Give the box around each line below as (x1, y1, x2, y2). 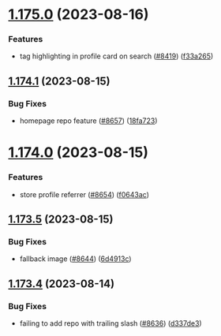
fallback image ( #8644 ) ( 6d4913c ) (19, 254, 132, 263)
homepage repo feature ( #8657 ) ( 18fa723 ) (19, 116, 158, 125)
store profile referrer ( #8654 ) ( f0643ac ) (19, 189, 150, 199)
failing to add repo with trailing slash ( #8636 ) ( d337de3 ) (19, 319, 203, 328)
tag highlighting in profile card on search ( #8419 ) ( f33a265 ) (19, 51, 214, 61)
